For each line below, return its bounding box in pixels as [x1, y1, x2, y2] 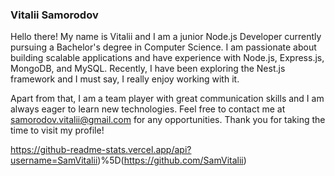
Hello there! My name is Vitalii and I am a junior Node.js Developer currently [10, 31, 322, 43]
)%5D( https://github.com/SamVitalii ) [97, 154, 247, 167]
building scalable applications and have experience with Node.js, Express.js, [10, 52, 325, 64]
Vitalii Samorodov [10, 8, 99, 22]
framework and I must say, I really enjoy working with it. [10, 73, 240, 85]
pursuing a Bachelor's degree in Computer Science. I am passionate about [10, 41, 317, 53]
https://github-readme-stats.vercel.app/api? [10, 144, 192, 156]
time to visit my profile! [10, 124, 105, 137]
